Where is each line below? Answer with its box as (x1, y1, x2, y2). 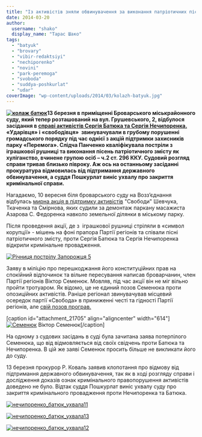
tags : (6, 37, 20, 43)
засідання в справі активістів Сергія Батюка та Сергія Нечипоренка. (6, 122, 188, 129)
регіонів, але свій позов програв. (6, 303, 91, 310)
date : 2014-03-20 (6, 14, 50, 20)
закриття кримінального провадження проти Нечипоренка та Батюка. (6, 389, 187, 396)
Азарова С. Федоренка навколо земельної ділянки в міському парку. (6, 210, 185, 217)
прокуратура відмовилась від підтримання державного (6, 167, 155, 174)
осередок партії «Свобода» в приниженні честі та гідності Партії (6, 296, 173, 304)
